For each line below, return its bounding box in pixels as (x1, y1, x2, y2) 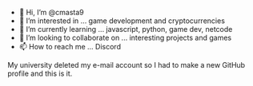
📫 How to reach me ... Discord (18, 42, 122, 51)
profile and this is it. (7, 68, 73, 78)
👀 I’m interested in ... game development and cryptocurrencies (18, 16, 226, 25)
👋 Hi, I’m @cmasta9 (18, 8, 85, 17)
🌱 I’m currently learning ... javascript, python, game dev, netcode (18, 25, 233, 33)
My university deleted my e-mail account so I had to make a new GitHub (7, 61, 246, 69)
